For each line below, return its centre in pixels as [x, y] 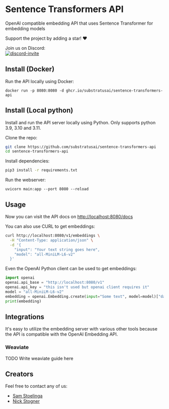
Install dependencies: [27, 161]
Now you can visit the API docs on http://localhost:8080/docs [69, 217]
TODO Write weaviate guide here [39, 358]
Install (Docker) [30, 69]
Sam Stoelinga [27, 396]
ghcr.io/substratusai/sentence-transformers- [115, 91]
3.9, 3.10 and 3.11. [23, 128]
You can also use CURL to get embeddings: [50, 226]
